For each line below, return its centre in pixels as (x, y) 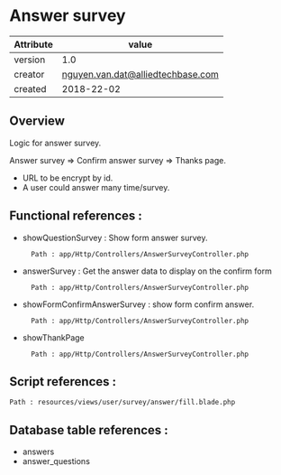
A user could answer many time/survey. (96, 187)
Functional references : (76, 216)
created (30, 88)
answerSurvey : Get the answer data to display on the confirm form (147, 271)
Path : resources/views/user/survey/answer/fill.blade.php (122, 403)
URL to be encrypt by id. (68, 178)
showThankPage (54, 337)
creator (29, 74)
